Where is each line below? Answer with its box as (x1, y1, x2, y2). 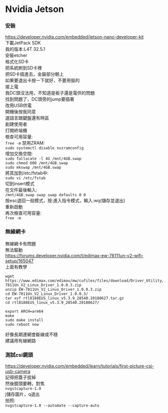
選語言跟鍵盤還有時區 (5, 115, 49, 121)
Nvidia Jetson (5, 4, 64, 15)
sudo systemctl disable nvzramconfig (5, 146, 84, 151)
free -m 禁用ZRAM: (5, 140, 45, 146)
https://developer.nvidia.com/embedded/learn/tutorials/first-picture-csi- (5, 363, 154, 369)
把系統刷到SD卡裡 (5, 65, 42, 71)
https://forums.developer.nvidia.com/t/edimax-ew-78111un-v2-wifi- (5, 252, 144, 258)
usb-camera (5, 368, 31, 374)
